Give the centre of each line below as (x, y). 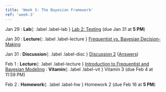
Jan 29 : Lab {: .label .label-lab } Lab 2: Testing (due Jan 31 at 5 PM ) (75, 29)
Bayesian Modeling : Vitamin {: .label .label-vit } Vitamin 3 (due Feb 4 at (79, 69)
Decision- (151, 39)
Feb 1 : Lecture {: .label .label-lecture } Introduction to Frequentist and (77, 64)
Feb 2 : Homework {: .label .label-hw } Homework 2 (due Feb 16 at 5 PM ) (80, 84)
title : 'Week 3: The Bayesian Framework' (49, 10)
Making (13, 44)
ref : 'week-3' (20, 15)
